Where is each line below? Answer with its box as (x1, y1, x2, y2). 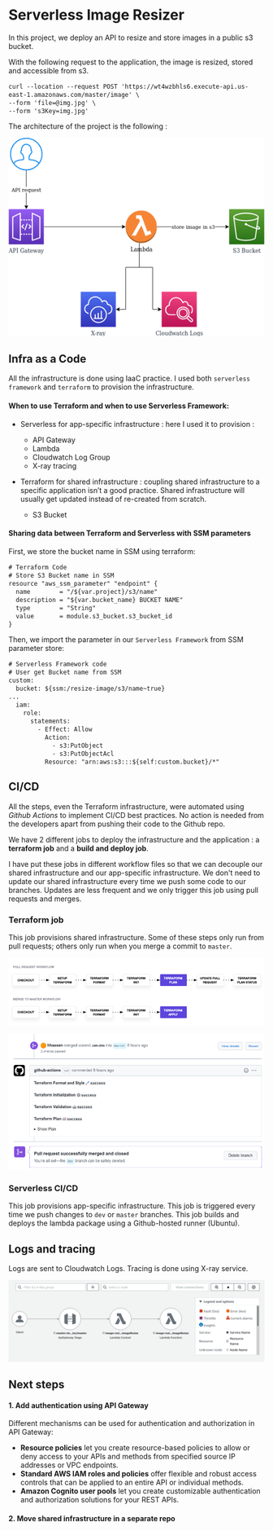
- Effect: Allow (37, 725, 93, 733)
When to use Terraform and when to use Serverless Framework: (8, 401, 230, 411)
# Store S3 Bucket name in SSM (8, 571, 115, 579)
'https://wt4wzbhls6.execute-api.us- (120, 82, 249, 90)
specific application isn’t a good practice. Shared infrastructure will (19, 485, 245, 495)
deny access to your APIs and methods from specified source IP (19, 1452, 236, 1462)
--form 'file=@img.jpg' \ (8, 99, 96, 107)
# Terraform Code (8, 563, 67, 571)
